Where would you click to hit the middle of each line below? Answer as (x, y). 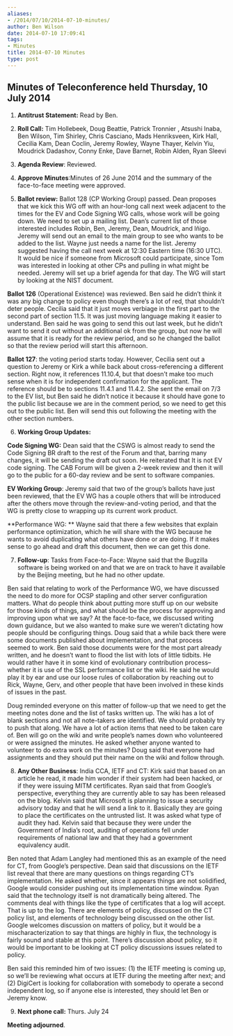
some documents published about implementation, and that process (105, 640)
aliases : (20, 14)
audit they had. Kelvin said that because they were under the (104, 823)
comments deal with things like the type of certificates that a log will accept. (116, 903)
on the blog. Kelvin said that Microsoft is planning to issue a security (115, 800)
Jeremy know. (27, 998)
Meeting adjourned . (37, 1025)
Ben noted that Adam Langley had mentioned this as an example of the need (117, 858)
